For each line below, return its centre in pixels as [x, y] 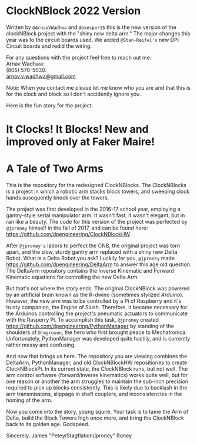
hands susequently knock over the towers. [58, 198]
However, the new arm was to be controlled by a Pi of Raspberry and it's [94, 301]
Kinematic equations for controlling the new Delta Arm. [73, 277]
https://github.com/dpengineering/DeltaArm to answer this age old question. [99, 264]
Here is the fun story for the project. [50, 105]
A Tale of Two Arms [55, 169]
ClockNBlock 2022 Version [74, 11]
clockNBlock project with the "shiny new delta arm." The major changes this [98, 33]
